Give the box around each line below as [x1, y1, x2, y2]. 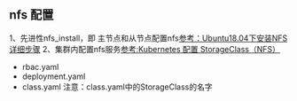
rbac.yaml [21, 61, 59, 72]
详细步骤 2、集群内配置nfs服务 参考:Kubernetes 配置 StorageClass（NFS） [9, 43, 281, 54]
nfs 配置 [9, 7, 54, 23]
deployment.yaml [21, 71, 86, 82]
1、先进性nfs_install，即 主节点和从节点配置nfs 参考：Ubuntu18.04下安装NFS [9, 33, 288, 43]
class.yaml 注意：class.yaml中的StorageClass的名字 [21, 82, 213, 92]
